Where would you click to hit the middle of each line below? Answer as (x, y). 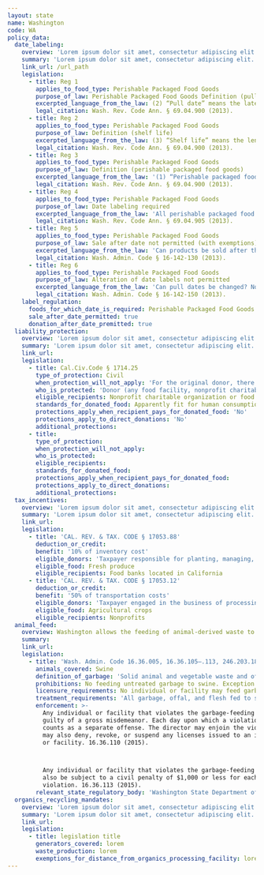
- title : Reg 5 (53, 229)
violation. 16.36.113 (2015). (92, 785)
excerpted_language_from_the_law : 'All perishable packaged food (145, 214)
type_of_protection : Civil (80, 375)
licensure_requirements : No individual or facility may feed (138, 691)
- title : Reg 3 (53, 155)
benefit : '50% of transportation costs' (103, 595)
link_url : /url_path (55, 67)
